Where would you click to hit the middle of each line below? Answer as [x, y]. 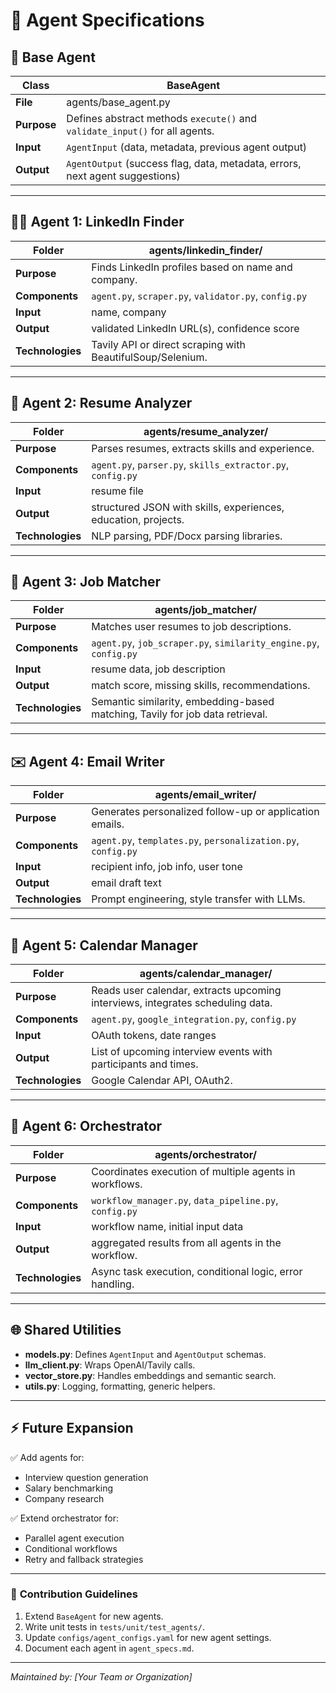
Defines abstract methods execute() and [162, 118]
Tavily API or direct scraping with [168, 344]
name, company [129, 312]
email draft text [126, 883]
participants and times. [145, 1064]
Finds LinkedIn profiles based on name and [192, 267]
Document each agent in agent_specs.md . [109, 1648]
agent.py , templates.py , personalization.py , [195, 841]
